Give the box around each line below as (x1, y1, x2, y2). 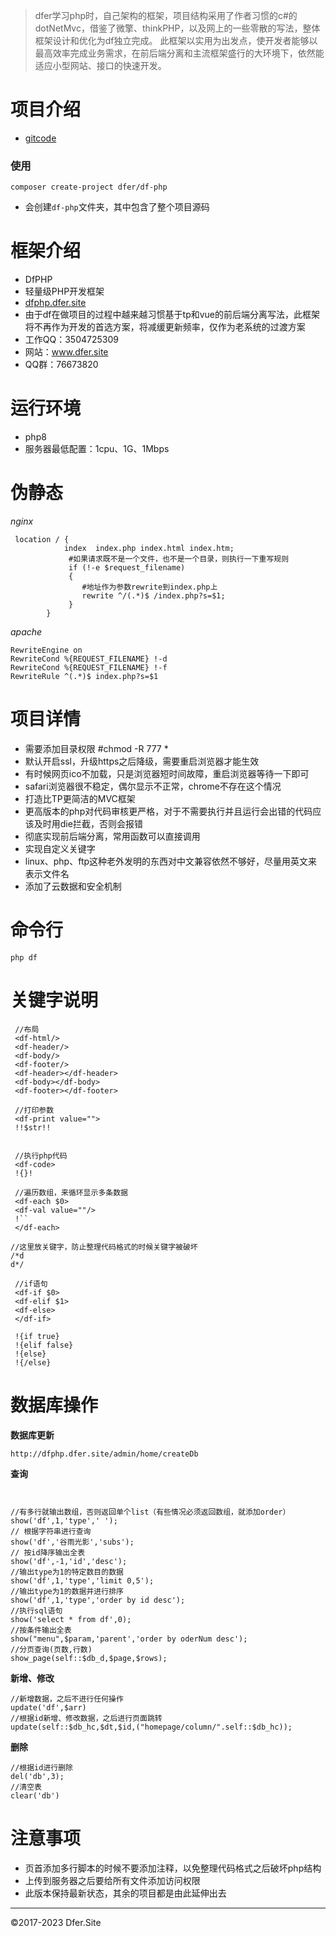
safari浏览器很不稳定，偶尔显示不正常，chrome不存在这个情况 (24, 780, 282, 792)
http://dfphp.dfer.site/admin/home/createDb (10, 1449, 199, 1459)
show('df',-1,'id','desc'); (10, 1556, 128, 1566)
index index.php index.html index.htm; (63, 544, 235, 554)
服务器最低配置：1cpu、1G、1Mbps (24, 443, 170, 455)
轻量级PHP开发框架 (24, 285, 105, 298)
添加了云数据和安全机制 (24, 880, 122, 892)
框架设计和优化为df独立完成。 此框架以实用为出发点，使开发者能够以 (34, 35, 318, 46)
